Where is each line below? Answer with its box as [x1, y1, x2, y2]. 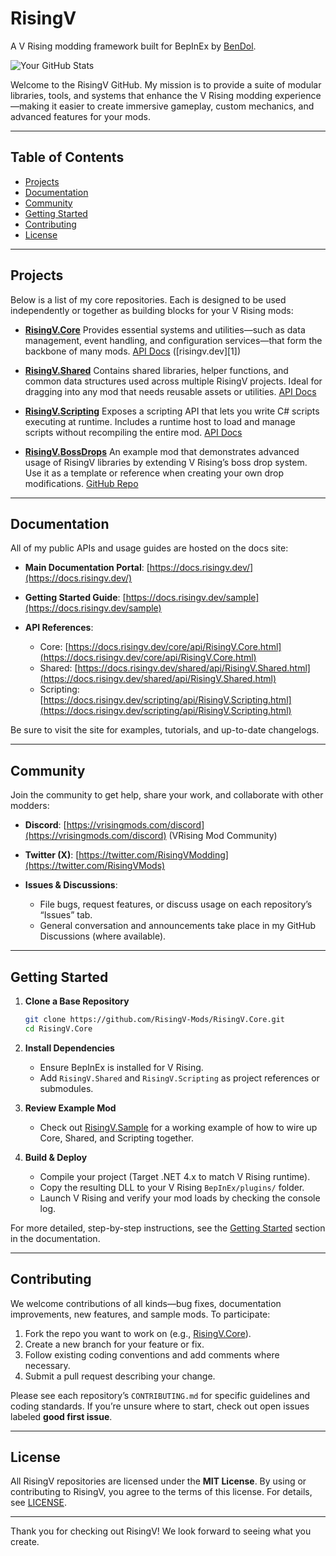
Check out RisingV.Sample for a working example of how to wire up [39, 1121, 318, 1133]
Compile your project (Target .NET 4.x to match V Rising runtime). [39, 1170, 311, 1182]
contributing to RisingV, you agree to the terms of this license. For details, [10, 1486, 313, 1498]
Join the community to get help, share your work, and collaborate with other [10, 789, 324, 801]
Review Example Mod [24, 1102, 117, 1114]
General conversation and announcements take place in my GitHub [39, 920, 317, 932]
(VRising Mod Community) [168, 830, 278, 842]
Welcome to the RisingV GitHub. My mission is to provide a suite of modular [10, 78, 322, 91]
